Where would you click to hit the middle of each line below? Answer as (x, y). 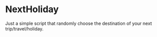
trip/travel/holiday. (24, 28)
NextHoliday (32, 9)
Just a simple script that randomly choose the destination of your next (79, 23)
